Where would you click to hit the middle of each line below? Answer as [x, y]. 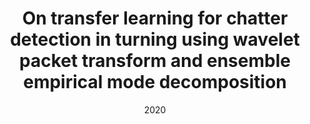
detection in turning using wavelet [155, 39]
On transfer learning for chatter [155, 18]
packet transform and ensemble [155, 61]
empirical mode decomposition [155, 82]
